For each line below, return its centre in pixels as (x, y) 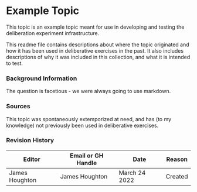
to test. (15, 63)
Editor (32, 159)
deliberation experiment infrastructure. (53, 33)
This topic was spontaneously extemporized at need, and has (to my (89, 119)
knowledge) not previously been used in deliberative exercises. (82, 125)
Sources (18, 107)
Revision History (30, 140)
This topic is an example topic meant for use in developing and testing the (95, 27)
